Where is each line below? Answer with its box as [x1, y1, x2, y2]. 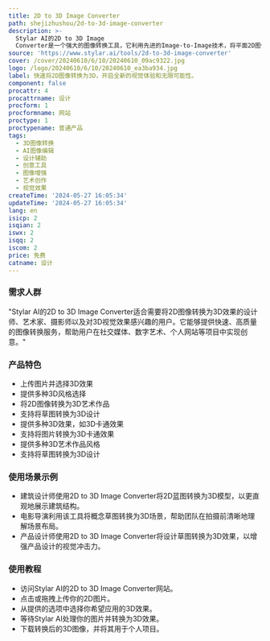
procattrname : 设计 [8, 94, 72, 102]
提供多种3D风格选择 [19, 389, 87, 399]
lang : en [8, 206, 38, 214]
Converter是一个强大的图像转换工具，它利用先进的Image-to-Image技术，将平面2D [15, 42, 256, 50]
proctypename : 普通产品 [8, 124, 83, 132]
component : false [8, 79, 67, 87]
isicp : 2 [8, 214, 38, 222]
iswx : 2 [8, 229, 35, 238]
